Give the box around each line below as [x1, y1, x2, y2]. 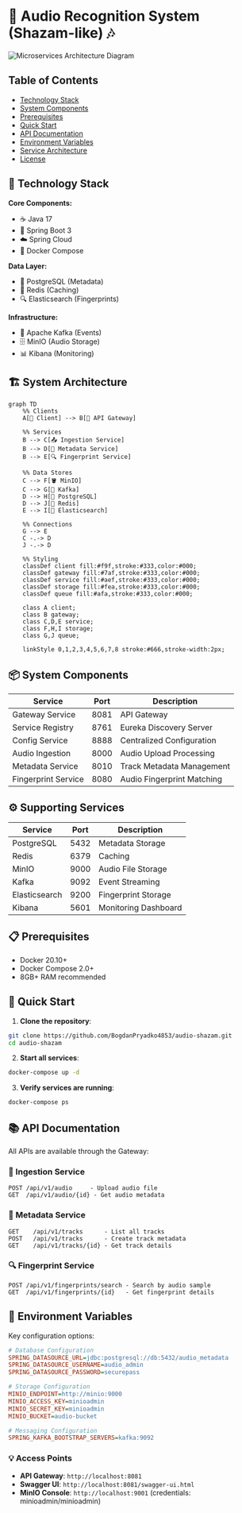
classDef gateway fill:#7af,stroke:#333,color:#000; [22, 569, 201, 577]
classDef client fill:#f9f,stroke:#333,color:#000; [22, 562, 197, 570]
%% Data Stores [22, 469, 73, 477]
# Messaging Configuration [8, 1426, 98, 1434]
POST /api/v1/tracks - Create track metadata [8, 1234, 186, 1242]
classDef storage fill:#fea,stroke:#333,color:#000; [22, 583, 201, 591]
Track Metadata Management [120, 761, 230, 772]
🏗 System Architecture [8, 375, 128, 388]
